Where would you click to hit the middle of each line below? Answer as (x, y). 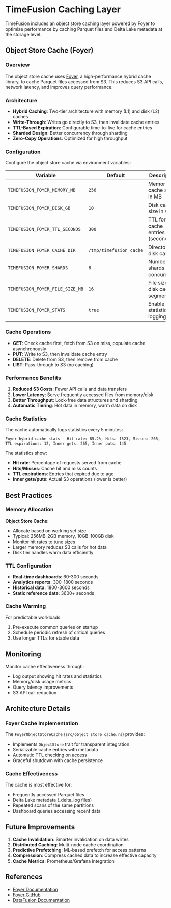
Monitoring (23, 654)
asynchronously (30, 349)
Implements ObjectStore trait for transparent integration (71, 744)
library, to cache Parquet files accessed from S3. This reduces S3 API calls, (84, 81)
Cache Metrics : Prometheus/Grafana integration (63, 861)
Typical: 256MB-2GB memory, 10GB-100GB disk (63, 536)
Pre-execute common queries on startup (55, 627)
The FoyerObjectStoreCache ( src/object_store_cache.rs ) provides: (75, 734)
